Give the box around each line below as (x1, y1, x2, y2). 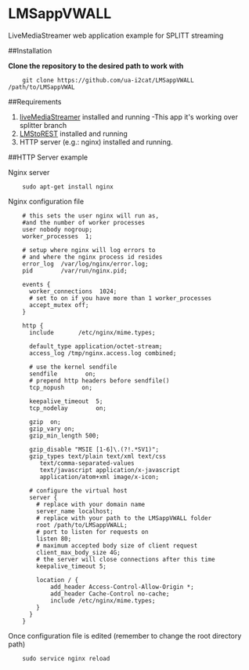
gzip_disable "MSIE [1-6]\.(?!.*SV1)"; (28, 445, 159, 453)
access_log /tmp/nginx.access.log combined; (28, 349, 177, 357)
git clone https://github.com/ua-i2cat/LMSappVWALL (22, 76, 194, 84)
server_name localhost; (36, 507, 114, 515)
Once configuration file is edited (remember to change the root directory (8, 631, 242, 640)
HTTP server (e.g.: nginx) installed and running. (19, 137, 174, 146)
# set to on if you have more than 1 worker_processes (28, 294, 212, 302)
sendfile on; (28, 370, 96, 378)
